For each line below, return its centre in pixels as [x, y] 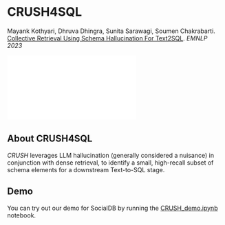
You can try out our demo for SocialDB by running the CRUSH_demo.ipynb [112, 208]
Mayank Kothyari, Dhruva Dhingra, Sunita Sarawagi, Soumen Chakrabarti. [111, 31]
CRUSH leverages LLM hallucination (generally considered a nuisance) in [111, 155]
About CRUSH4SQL [50, 139]
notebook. [22, 215]
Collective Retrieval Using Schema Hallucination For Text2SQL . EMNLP [107, 38]
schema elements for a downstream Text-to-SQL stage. [86, 169]
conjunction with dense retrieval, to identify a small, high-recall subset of [110, 163]
